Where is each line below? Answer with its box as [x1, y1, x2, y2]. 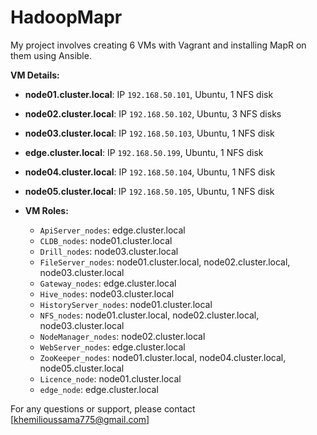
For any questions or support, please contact [10, 402, 196, 415]
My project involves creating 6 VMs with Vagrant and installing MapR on [10, 39, 307, 51]
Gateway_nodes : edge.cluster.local [39, 277, 177, 289]
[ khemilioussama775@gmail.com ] [10, 413, 150, 425]
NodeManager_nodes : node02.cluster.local [39, 330, 206, 342]
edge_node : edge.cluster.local [39, 383, 159, 395]
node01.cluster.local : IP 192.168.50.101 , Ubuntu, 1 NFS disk [24, 88, 274, 100]
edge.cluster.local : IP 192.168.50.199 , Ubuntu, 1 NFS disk [24, 146, 264, 158]
